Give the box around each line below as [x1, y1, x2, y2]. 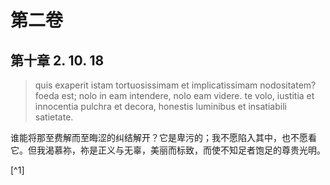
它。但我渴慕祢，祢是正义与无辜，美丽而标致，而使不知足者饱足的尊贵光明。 [10, 144, 326, 156]
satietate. [34, 111, 74, 123]
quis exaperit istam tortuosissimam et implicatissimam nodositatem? [34, 79, 317, 91]
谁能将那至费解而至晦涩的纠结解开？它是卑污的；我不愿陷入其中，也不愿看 [10, 132, 317, 143]
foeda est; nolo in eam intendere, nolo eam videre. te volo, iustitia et [34, 90, 315, 101]
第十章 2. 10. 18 [10, 52, 105, 69]
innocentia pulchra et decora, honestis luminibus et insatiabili [34, 101, 287, 112]
